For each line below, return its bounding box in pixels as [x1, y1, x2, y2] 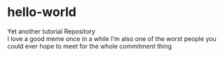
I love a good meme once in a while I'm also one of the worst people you [7, 34, 217, 42]
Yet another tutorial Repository [7, 27, 96, 35]
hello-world [7, 4, 77, 20]
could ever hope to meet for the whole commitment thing [7, 42, 172, 50]
